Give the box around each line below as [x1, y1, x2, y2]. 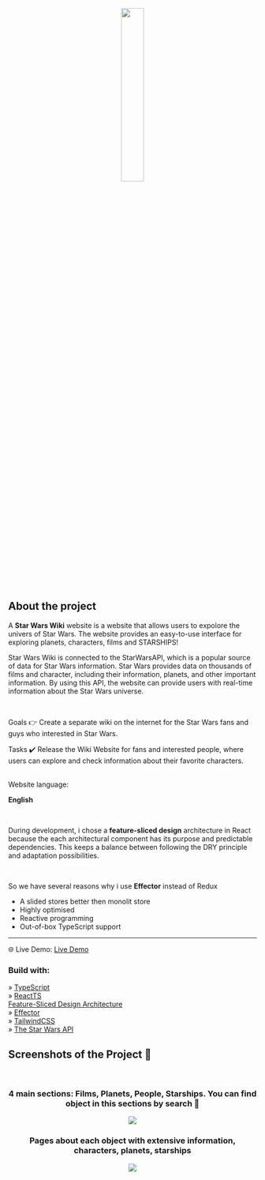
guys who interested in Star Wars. [8, 728, 118, 738]
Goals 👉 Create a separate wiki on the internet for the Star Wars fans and [8, 717, 248, 727]
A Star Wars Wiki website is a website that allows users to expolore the [8, 620, 241, 630]
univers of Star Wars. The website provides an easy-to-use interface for [8, 629, 242, 638]
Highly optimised [19, 904, 75, 915]
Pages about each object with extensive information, [28, 1135, 237, 1146]
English [8, 795, 34, 804]
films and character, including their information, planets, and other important [8, 669, 256, 678]
